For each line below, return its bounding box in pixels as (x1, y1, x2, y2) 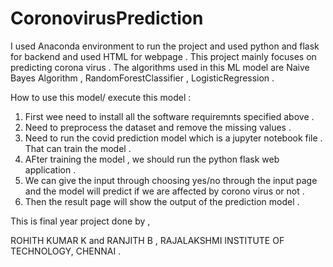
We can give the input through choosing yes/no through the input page (24, 174, 318, 186)
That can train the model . (24, 142, 132, 154)
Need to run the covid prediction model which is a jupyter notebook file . (24, 132, 323, 144)
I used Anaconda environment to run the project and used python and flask (10, 40, 320, 52)
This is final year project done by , (10, 215, 151, 227)
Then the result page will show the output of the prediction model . (24, 195, 300, 207)
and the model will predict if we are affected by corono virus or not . (24, 185, 305, 197)
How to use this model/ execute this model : (10, 91, 192, 103)
